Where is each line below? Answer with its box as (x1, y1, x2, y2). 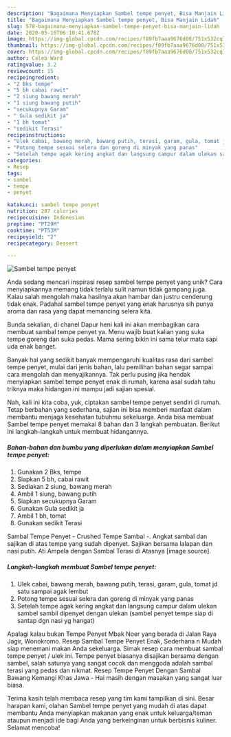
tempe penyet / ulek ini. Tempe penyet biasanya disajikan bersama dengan (7, 652, 219, 660)
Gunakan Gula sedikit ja (16, 505, 85, 513)
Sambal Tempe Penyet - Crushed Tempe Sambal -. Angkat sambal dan (7, 532, 208, 540)
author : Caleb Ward (7, 55, 63, 62)
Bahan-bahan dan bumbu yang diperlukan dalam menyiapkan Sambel (7, 443, 214, 451)
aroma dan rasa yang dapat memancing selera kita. (7, 307, 153, 316)
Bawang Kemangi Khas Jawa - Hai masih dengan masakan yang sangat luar (7, 674, 223, 682)
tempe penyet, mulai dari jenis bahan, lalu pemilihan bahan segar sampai (7, 363, 213, 371)
